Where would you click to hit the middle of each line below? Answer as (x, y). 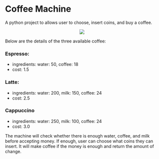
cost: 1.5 (20, 70)
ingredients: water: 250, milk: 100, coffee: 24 (57, 121)
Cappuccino (20, 111)
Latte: (12, 82)
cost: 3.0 (21, 126)
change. (13, 151)
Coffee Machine (38, 9)
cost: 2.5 (21, 98)
